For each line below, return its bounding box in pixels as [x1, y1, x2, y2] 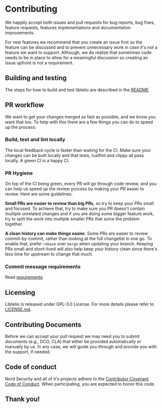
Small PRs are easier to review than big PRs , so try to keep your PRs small [5, 201, 154, 206]
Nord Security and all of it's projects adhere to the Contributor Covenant [5, 375, 149, 382]
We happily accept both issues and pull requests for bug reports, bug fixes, [5, 19, 155, 25]
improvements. [5, 30, 35, 35]
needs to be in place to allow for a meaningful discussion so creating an [5, 54, 148, 60]
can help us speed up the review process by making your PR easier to [5, 186, 144, 192]
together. [5, 221, 23, 227]
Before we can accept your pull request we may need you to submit [5, 334, 140, 340]
